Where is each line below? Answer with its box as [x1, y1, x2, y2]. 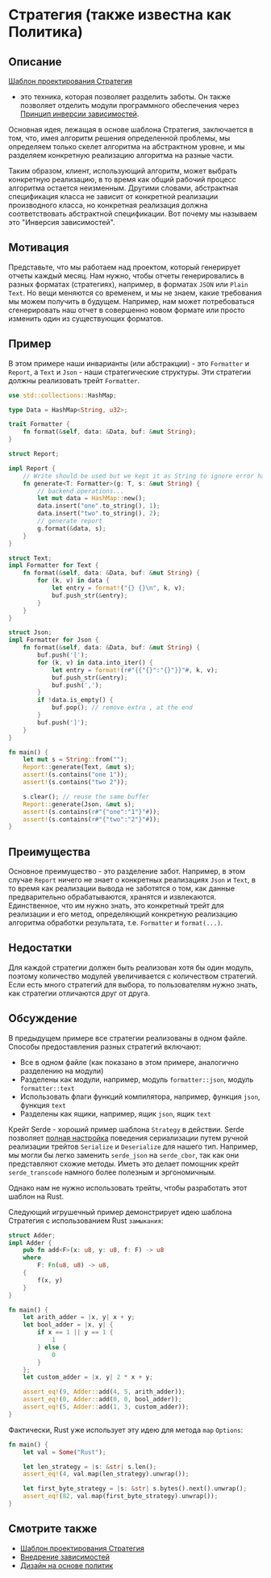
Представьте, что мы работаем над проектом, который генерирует [8, 262, 241, 272]
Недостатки [8, 941, 73, 955]
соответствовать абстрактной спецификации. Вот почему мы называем [8, 209, 258, 219]
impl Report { [8, 464, 56, 473]
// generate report [37, 517, 103, 525]
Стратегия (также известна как [8, 6, 231, 24]
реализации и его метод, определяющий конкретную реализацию [8, 909, 238, 919]
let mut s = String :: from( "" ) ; [23, 756, 128, 764]
